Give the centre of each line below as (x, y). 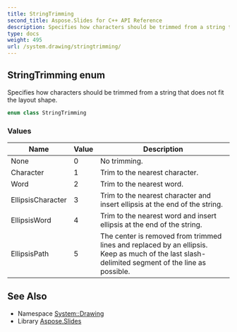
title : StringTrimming (41, 14)
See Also (27, 296)
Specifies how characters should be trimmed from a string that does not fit (116, 92)
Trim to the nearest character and (156, 195)
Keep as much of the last (141, 254)
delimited (115, 262)
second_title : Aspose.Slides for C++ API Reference (85, 20)
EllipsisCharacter (39, 200)
